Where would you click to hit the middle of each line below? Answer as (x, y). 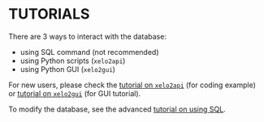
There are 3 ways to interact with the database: (87, 36)
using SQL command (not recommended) (90, 52)
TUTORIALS (49, 14)
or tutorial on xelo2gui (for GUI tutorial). (75, 93)
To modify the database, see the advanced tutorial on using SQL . (117, 109)
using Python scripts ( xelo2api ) (73, 61)
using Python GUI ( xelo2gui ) (68, 69)
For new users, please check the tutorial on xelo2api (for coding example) (132, 85)
